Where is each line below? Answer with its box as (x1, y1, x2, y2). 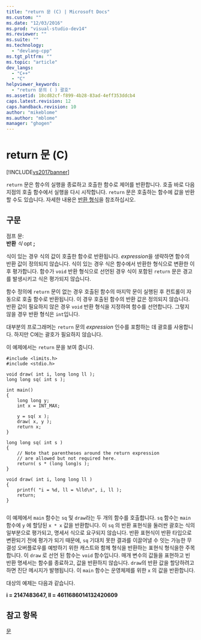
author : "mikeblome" (6, 109, 58, 115)
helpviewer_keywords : (6, 82, 61, 88)
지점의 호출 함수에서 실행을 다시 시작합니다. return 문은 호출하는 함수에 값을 (6, 189, 184, 196)
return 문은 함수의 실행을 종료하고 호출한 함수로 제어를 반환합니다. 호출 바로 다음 (6, 181, 195, 188)
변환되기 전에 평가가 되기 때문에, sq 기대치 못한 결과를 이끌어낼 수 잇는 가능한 (6, 536, 186, 544)
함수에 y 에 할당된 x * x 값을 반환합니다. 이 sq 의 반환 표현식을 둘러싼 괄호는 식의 (6, 521, 195, 529)
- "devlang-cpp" (11, 48, 52, 54)
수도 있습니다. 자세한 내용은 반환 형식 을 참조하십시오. (12, 196, 136, 203)
